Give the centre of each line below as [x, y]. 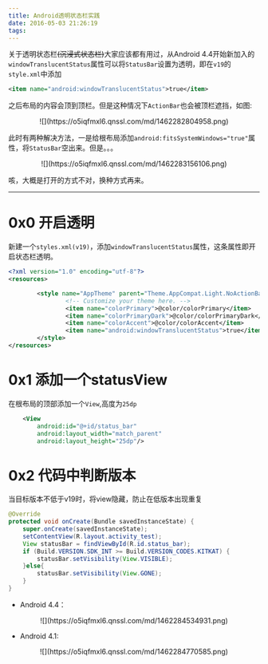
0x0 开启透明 [51, 223]
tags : [17, 30]
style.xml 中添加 [35, 74]
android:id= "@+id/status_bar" [87, 426]
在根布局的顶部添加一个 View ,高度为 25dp [73, 403]
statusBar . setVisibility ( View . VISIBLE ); [105, 559]
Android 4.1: [39, 636]
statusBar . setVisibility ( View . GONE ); [99, 574]
